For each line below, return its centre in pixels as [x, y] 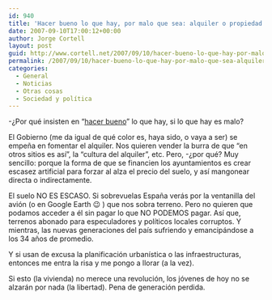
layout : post [30, 46]
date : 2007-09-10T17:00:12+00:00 [65, 31]
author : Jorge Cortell [47, 38]
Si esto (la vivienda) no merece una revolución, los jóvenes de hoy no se [129, 279]
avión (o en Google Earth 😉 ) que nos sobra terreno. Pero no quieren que [131, 205]
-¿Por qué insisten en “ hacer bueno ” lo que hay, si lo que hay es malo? [126, 121]
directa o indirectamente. [50, 180]
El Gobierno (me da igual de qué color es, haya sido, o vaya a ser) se [123, 137]
